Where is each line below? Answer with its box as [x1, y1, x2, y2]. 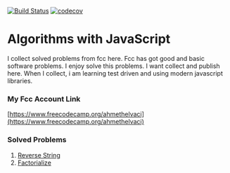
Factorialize [17, 158, 51, 167]
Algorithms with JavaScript [7, 32, 171, 47]
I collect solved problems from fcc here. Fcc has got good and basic [7, 54, 205, 62]
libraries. [7, 76, 33, 85]
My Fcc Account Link [7, 94, 81, 104]
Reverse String [17, 151, 61, 159]
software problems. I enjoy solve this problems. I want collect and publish [7, 62, 220, 70]
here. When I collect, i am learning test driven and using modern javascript [7, 69, 224, 77]
